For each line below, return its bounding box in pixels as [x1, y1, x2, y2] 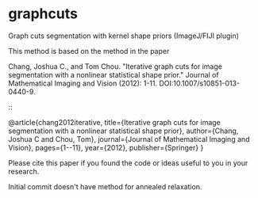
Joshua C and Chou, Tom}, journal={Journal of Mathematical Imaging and [8, 134, 250, 143]
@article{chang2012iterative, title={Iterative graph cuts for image [8, 117, 221, 127]
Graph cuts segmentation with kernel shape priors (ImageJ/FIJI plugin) [8, 31, 240, 40]
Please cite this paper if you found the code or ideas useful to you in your [8, 158, 248, 167]
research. [8, 166, 40, 176]
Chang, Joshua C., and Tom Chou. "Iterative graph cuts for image [8, 61, 222, 71]
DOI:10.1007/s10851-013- [158, 78, 241, 88]
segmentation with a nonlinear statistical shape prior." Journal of [8, 70, 220, 79]
